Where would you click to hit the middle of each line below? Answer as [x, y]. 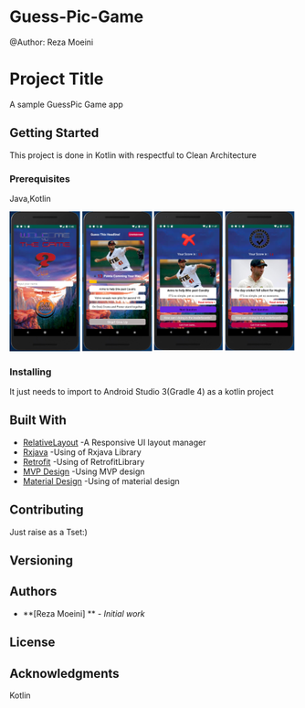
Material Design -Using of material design [101, 481]
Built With [38, 421]
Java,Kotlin [31, 198]
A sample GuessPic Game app [66, 104]
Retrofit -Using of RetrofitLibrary [84, 461]
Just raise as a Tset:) [49, 532]
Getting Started [54, 133]
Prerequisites [40, 178]
